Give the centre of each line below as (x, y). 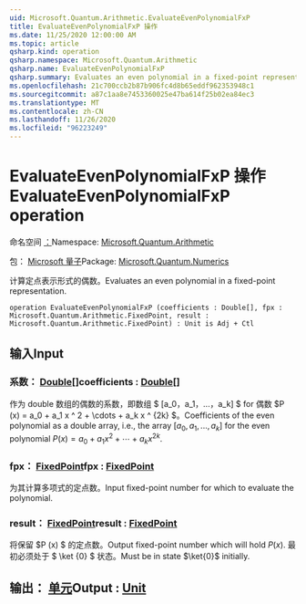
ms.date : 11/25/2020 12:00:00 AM (73, 35)
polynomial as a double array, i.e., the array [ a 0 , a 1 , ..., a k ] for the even (140, 427)
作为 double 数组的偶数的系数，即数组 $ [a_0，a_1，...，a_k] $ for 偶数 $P (147, 403)
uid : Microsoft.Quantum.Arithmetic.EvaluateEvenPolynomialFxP (130, 18)
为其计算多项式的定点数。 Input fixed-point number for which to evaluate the (152, 488)
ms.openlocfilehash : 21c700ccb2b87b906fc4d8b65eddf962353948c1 (132, 86)
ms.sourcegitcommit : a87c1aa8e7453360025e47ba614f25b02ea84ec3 (132, 94)
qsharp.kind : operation (55, 52)
